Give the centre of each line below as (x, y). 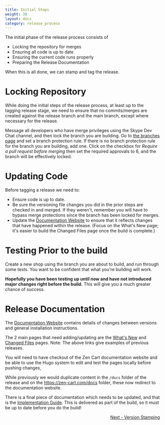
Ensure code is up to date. (39, 200)
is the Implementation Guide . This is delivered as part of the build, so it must (82, 402)
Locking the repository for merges (47, 47)
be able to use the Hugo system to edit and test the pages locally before (78, 363)
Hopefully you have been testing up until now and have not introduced (78, 279)
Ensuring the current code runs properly (53, 57)
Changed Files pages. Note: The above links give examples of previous (77, 343)
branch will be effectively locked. (39, 157)
